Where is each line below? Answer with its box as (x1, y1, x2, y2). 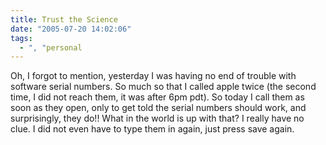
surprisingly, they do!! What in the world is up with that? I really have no (10, 112, 305, 125)
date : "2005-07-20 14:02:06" (10, 24, 132, 34)
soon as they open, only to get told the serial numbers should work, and (10, 102, 307, 114)
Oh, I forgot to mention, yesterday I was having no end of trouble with (10, 70, 297, 82)
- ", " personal (19, 42, 83, 53)
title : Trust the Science (10, 14, 118, 25)
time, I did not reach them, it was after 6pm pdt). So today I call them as (10, 91, 305, 103)
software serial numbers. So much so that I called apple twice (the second (10, 81, 317, 93)
